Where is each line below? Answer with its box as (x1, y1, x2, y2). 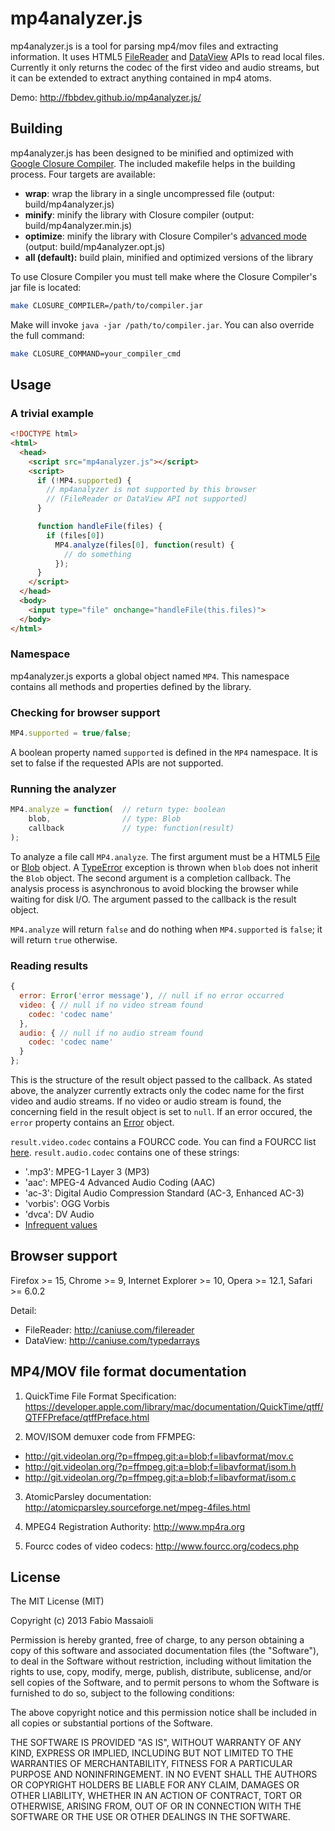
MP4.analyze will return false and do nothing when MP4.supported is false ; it (10, 923, 323, 935)
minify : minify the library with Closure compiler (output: (24, 208, 255, 221)
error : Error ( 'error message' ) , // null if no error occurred (19, 991, 284, 1001)
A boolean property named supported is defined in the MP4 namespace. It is (10, 747, 318, 759)
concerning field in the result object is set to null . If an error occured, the (10, 1106, 313, 1117)
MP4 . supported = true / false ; (10, 728, 132, 739)
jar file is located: (10, 281, 82, 293)
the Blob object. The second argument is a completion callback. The (10, 872, 292, 884)
